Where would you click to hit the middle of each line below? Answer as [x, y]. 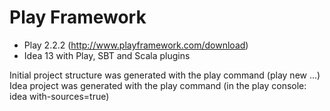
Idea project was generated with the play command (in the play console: [158, 85]
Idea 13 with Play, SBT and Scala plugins [107, 55]
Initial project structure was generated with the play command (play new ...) [165, 75]
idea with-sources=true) [59, 96]
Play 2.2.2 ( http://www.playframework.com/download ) [136, 45]
